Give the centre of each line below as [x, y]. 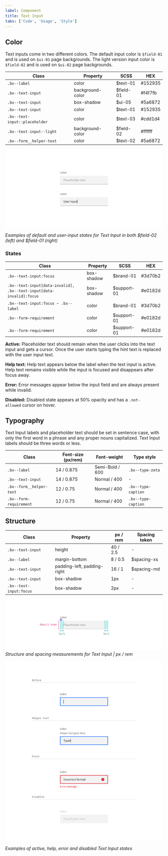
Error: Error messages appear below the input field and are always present [82, 384]
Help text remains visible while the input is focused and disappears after [79, 369]
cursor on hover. [39, 405]
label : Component [23, 11]
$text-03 [126, 119]
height [61, 550]
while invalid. [19, 390]
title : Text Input [24, 16]
